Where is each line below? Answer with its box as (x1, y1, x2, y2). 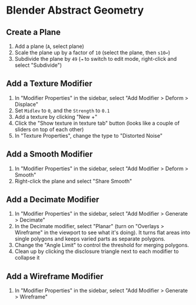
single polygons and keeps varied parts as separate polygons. (14, 235, 166, 242)
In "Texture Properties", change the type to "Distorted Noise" (14, 132, 163, 139)
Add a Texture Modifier (6, 79, 92, 89)
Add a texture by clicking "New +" (14, 113, 98, 120)
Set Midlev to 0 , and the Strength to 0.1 (14, 107, 110, 114)
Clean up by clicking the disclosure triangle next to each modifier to (14, 248, 179, 255)
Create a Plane (6, 27, 61, 37)
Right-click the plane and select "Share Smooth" (14, 177, 132, 184)
